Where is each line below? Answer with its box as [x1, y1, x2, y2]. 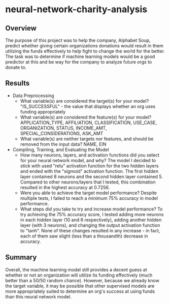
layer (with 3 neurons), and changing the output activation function [20, 222, 160, 228]
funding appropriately [20, 108, 66, 115]
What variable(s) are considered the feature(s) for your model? [20, 114, 152, 120]
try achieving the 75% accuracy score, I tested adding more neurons [20, 211, 164, 217]
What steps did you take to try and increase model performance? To [20, 206, 163, 212]
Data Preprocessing [12, 93, 54, 99]
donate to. [5, 65, 27, 70]
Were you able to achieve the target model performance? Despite [20, 190, 157, 196]
